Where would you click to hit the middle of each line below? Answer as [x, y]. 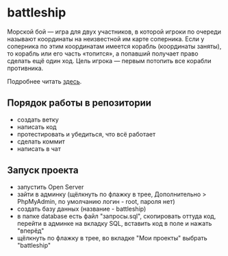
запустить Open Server [50, 187]
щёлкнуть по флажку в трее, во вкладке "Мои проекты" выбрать [112, 237]
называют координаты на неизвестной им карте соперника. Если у [106, 38]
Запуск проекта [43, 171]
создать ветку [38, 119]
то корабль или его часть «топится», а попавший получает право [103, 54]
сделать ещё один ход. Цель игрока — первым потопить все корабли [109, 60]
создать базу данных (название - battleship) [81, 209]
